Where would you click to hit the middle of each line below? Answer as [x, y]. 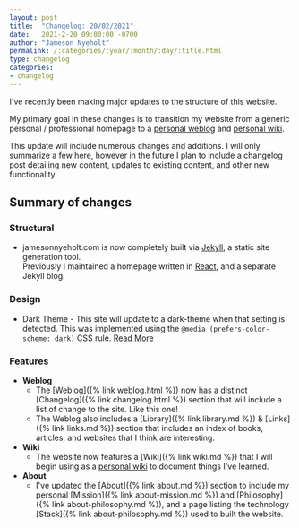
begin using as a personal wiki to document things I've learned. [152, 466]
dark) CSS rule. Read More [104, 338]
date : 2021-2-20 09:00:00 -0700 [74, 34]
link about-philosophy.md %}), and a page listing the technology [171, 505]
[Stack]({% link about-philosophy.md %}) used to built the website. [159, 514]
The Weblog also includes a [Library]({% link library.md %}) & [149, 419]
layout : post [34, 17]
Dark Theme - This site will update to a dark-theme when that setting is [154, 318]
